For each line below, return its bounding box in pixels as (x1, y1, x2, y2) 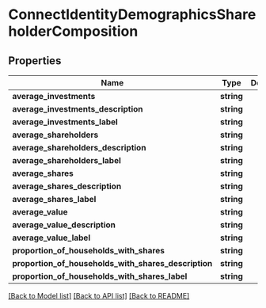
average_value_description (12, 219, 116, 230)
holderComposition (8, 22, 139, 40)
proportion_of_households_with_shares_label (12, 271, 188, 282)
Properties (8, 54, 62, 67)
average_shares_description (12, 181, 122, 192)
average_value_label (12, 232, 91, 243)
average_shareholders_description (12, 143, 146, 153)
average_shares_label (12, 194, 97, 204)
